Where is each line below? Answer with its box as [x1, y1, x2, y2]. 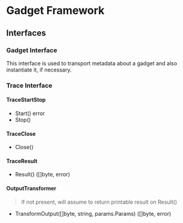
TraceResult [6, 157, 37, 164]
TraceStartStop [6, 96, 46, 104]
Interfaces [6, 28, 47, 38]
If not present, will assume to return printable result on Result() [21, 198, 178, 205]
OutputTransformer [6, 185, 57, 191]
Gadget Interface [6, 46, 57, 55]
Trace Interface [6, 81, 53, 90]
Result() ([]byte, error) [14, 171, 71, 178]
